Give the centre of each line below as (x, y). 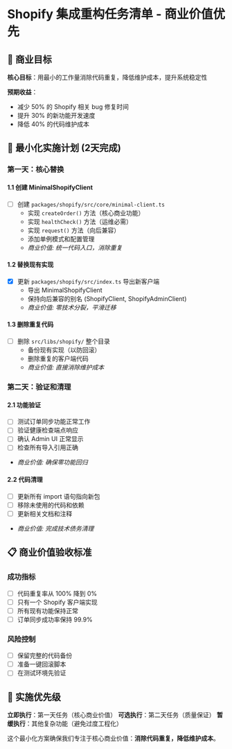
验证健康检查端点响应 (47, 430)
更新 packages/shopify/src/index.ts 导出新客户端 (88, 281)
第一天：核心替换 (36, 169)
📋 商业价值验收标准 (50, 552)
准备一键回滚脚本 (42, 664)
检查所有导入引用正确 (47, 447)
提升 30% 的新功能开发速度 (56, 115)
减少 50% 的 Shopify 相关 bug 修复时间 (73, 107)
